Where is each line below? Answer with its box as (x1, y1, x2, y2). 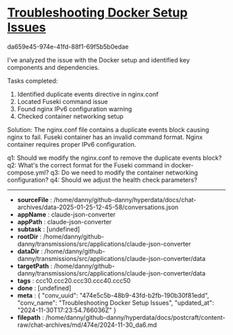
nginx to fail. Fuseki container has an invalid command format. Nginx (7, 133, 203, 141)
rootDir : (17, 232, 42, 240)
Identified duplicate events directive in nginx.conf (17, 90, 159, 98)
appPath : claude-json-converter (17, 217, 112, 226)
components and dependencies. (7, 63, 100, 71)
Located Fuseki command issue (17, 97, 109, 105)
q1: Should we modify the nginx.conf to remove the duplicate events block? (7, 154, 222, 162)
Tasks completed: (7, 76, 58, 84)
